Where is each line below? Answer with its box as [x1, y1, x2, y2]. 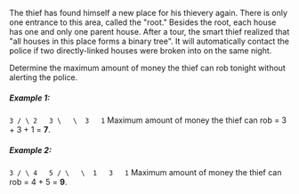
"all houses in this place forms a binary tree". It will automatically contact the [9, 36, 290, 46]
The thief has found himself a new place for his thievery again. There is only [9, 8, 287, 18]
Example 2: [9, 144, 52, 155]
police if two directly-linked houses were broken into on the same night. [9, 45, 272, 56]
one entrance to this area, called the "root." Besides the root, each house [9, 17, 277, 28]
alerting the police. [9, 72, 78, 83]
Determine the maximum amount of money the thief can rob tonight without [9, 62, 287, 73]
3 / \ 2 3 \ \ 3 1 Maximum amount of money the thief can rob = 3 [9, 115, 287, 125]
